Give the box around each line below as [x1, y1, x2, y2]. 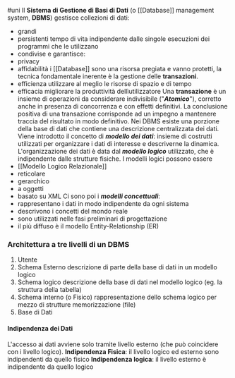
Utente [17, 255, 37, 264]
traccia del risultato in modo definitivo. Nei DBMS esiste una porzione [17, 117, 220, 126]
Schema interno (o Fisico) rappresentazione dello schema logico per [17, 293, 217, 302]
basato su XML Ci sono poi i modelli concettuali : [17, 192, 161, 200]
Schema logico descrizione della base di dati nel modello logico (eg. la [17, 278, 223, 286]
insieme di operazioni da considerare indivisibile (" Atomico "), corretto [17, 94, 222, 103]
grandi [17, 28, 37, 35]
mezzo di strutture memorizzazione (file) [17, 300, 136, 309]
